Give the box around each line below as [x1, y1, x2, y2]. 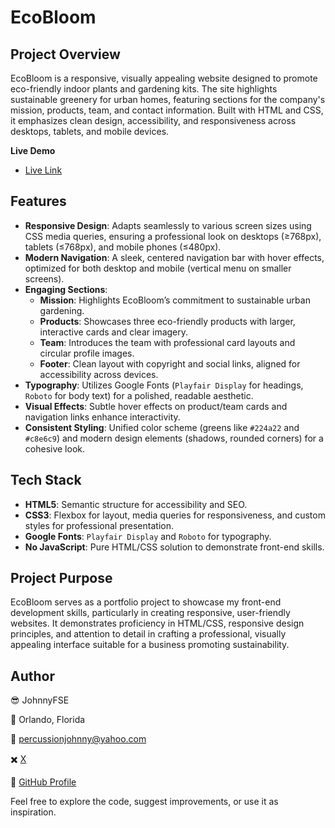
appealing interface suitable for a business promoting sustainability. [10, 639, 290, 651]
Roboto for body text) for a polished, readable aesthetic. [24, 389, 254, 401]
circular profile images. [39, 347, 135, 359]
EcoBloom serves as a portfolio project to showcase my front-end [10, 596, 282, 608]
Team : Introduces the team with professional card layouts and [39, 336, 296, 348]
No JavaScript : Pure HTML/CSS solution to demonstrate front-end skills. [24, 541, 325, 553]
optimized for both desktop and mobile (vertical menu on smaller [24, 262, 292, 274]
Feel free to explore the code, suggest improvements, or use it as [10, 796, 279, 808]
